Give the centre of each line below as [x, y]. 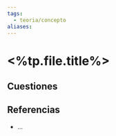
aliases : [20, 26]
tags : [15, 14]
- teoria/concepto [40, 20]
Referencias [34, 110]
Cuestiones [32, 86]
